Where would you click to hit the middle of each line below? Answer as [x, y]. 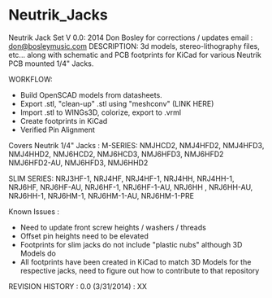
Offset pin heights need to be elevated [84, 236]
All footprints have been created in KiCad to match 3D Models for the [136, 261]
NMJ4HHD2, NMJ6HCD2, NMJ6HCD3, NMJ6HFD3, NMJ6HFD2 [116, 154]
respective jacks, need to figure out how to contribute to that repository [140, 270]
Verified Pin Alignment [58, 129]
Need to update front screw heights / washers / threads [113, 227]
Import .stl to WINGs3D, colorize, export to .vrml [100, 112]
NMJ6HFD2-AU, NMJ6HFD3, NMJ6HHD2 [78, 162]
